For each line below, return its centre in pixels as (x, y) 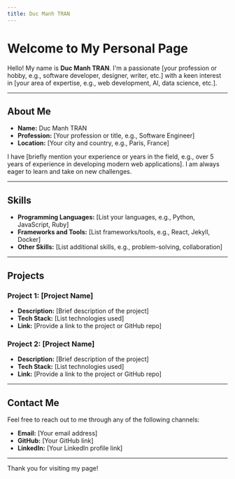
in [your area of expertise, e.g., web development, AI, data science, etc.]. (112, 83)
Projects (26, 275)
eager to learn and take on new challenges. (70, 172)
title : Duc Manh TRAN (39, 14)
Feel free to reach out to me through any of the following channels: (104, 419)
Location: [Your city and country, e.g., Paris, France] (93, 143)
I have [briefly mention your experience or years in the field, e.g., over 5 (111, 157)
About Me (29, 111)
